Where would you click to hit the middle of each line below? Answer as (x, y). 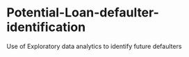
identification (46, 27)
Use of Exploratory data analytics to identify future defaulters (94, 46)
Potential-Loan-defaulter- (83, 13)
